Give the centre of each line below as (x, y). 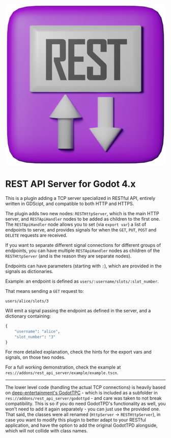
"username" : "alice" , (37, 331)
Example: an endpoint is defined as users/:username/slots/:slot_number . (82, 281)
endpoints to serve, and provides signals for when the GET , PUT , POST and (81, 229)
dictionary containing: (28, 316)
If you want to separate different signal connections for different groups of (83, 245)
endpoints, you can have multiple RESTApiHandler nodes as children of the (83, 250)
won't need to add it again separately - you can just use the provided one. (83, 409)
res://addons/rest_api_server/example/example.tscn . (62, 373)
